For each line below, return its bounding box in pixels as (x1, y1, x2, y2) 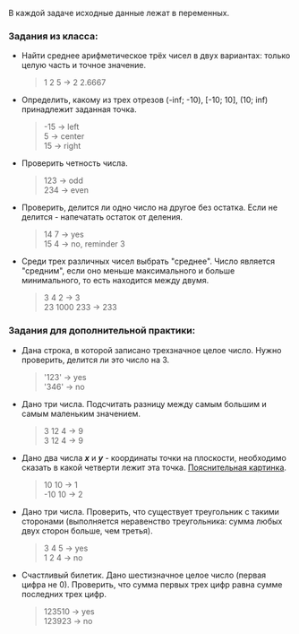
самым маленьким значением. (21, 408, 141, 419)
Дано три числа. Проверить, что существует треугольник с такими (21, 506, 279, 517)
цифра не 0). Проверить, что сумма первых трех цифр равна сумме (21, 578, 283, 590)
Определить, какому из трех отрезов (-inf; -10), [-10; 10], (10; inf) (21, 94, 269, 106)
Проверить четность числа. (21, 158, 129, 169)
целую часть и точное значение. (21, 60, 147, 71)
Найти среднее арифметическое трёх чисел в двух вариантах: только (21, 50, 291, 61)
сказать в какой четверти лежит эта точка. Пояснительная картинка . (21, 462, 287, 473)
